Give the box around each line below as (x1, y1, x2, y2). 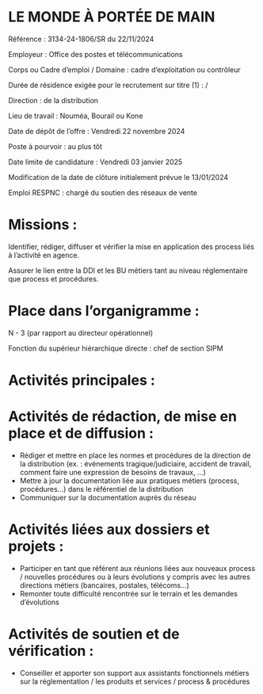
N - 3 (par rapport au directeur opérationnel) (8, 328, 154, 337)
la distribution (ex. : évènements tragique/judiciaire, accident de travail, (19, 458, 252, 468)
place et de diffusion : (8, 424, 154, 443)
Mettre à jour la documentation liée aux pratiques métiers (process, (19, 476, 240, 485)
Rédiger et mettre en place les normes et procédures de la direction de (19, 451, 251, 460)
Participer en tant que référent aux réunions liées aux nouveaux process (19, 563, 256, 573)
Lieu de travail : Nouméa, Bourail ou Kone (8, 111, 143, 121)
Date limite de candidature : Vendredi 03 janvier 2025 (8, 157, 183, 167)
